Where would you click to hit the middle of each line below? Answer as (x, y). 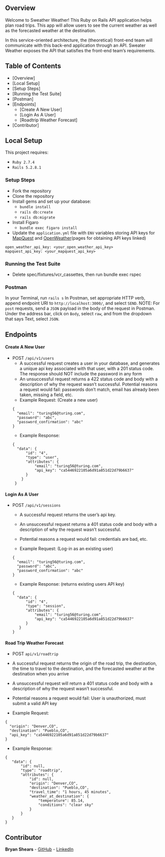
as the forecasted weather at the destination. (50, 30)
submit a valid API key (35, 704)
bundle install (35, 207)
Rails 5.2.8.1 (27, 168)
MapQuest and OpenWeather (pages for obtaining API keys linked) (79, 238)
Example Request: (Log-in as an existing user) (66, 549)
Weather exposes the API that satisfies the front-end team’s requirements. (80, 50)
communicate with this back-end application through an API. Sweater (75, 45)
